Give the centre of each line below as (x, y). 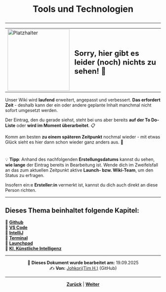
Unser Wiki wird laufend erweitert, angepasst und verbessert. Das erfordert (83, 100)
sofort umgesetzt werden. (32, 110)
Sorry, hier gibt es (107, 53)
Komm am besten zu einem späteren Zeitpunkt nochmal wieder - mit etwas (83, 137)
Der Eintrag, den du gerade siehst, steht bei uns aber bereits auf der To (78, 120)
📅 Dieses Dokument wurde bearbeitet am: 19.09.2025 (83, 263)
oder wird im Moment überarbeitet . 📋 (56, 126)
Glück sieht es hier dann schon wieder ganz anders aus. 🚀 (64, 142)
